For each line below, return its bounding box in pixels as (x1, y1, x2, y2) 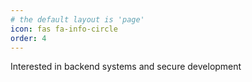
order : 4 (10, 33, 47, 43)
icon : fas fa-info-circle (10, 24, 118, 34)
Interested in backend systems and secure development (10, 61, 242, 73)
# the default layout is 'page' (10, 14, 145, 25)
